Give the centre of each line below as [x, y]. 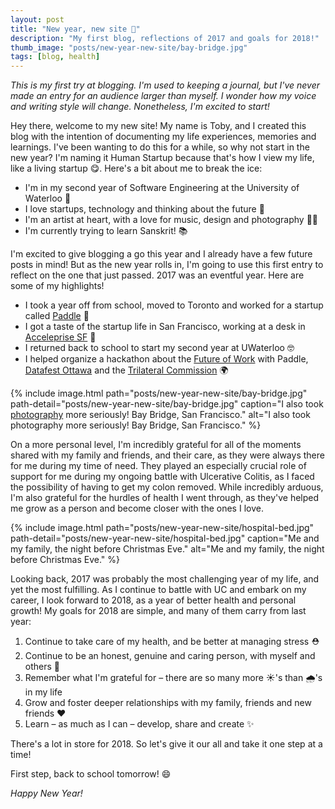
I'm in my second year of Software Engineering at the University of [162, 188]
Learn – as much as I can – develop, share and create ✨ [139, 724]
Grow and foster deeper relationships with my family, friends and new [168, 703]
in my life [43, 692]
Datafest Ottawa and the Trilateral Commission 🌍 [126, 370]
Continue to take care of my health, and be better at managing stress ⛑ [172, 642]
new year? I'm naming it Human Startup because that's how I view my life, [162, 158]
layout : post [37, 19]
